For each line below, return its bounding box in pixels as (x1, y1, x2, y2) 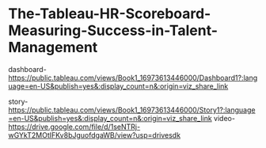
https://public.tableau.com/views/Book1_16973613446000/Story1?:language (8, 104, 256, 115)
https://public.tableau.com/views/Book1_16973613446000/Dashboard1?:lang (8, 73, 258, 82)
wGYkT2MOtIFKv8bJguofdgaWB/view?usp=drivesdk (8, 130, 180, 139)
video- (213, 113, 236, 123)
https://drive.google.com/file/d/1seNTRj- (8, 122, 141, 131)
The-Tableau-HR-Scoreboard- (8, 5, 211, 23)
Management (8, 39, 98, 56)
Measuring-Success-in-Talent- (8, 21, 218, 40)
